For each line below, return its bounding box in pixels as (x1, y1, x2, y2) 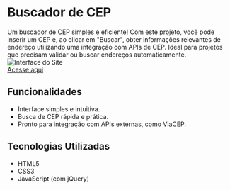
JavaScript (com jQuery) (17, 174, 90, 183)
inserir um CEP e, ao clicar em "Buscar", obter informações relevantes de (7, 35, 222, 43)
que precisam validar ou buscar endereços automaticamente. (7, 50, 187, 59)
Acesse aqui (7, 65, 44, 74)
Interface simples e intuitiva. (17, 104, 100, 113)
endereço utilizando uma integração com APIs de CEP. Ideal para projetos (7, 43, 223, 51)
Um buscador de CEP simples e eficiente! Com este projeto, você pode (7, 28, 215, 36)
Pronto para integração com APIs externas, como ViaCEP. (17, 120, 186, 128)
